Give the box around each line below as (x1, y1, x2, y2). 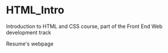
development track (6, 29, 51, 36)
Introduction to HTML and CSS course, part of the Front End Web (6, 23, 163, 30)
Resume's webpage (6, 40, 54, 47)
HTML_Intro (6, 3, 65, 17)
